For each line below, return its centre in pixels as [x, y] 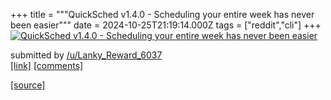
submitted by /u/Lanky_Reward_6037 [86, 55]
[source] [28, 85]
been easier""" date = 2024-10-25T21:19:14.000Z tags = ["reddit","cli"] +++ [166, 25]
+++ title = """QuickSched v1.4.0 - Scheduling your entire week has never [162, 14]
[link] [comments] [47, 65]
